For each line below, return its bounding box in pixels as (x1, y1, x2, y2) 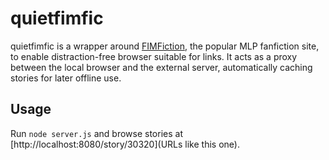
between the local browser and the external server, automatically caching (10, 61, 313, 73)
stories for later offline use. (10, 72, 122, 84)
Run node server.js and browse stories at (10, 127, 183, 139)
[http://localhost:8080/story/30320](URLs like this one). (10, 138, 240, 150)
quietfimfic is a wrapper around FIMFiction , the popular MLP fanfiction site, (10, 40, 320, 52)
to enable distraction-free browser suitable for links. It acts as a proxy (10, 50, 298, 62)
